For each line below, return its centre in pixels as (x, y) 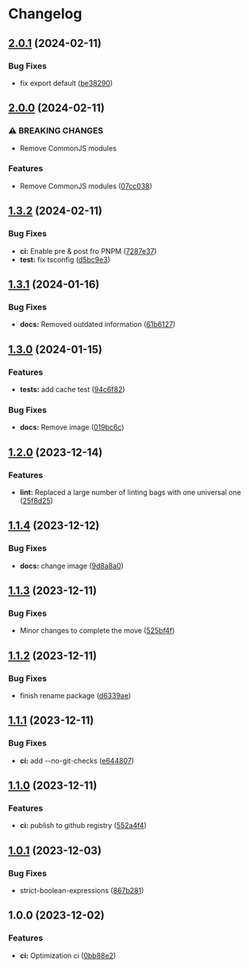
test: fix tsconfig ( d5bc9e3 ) (65, 259)
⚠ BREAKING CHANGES (56, 130)
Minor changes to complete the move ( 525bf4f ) (97, 631)
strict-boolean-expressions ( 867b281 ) (82, 891)
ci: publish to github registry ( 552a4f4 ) (83, 826)
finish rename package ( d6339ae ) (75, 695)
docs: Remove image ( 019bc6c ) (72, 427)
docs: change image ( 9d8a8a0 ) (72, 566)
